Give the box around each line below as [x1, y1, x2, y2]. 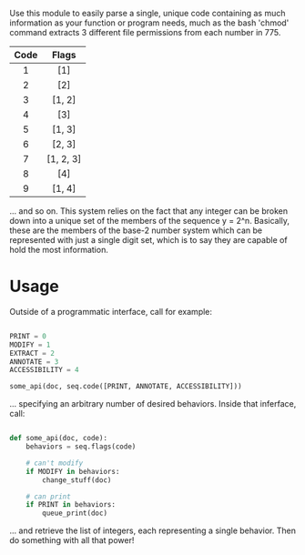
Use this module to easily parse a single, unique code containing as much [9, 8, 286, 18]
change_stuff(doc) [42, 475, 112, 485]
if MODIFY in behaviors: [25, 467, 120, 476]
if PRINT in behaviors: [25, 500, 117, 510]
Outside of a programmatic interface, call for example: [9, 306, 212, 317]
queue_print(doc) [42, 509, 107, 518]
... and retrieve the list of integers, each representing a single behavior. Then [9, 525, 296, 536]
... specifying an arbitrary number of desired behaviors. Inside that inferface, [9, 399, 297, 409]
